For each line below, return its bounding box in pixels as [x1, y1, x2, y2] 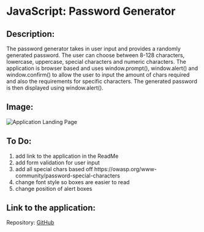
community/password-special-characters [15, 172, 121, 179]
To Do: [6, 136, 32, 147]
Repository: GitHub [6, 219, 55, 226]
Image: [6, 102, 34, 112]
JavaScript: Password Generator [6, 4, 176, 18]
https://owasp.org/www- [94, 165, 157, 172]
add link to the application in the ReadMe [15, 152, 119, 160]
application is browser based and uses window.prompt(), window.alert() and [6, 64, 198, 72]
